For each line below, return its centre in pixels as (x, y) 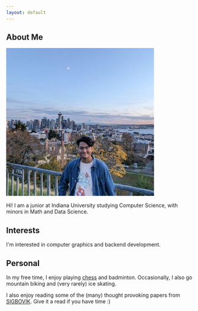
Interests (23, 230)
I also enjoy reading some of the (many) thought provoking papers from (93, 295)
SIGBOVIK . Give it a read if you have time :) (59, 302)
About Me (25, 38)
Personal (23, 263)
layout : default (26, 12)
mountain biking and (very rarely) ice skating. (61, 284)
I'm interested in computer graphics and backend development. (83, 245)
